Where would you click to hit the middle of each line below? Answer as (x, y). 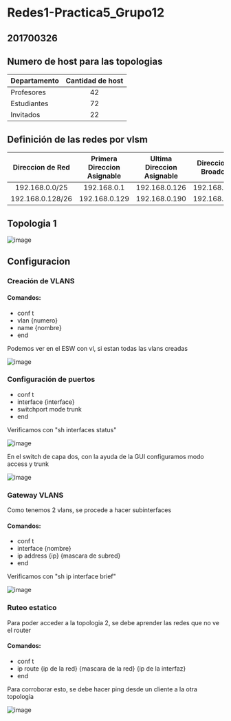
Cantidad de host (95, 81)
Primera (104, 159)
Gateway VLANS (35, 495)
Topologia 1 (32, 223)
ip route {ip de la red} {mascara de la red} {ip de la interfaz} (101, 668)
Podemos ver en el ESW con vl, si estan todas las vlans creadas (97, 348)
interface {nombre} (44, 549)
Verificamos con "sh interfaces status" (62, 429)
